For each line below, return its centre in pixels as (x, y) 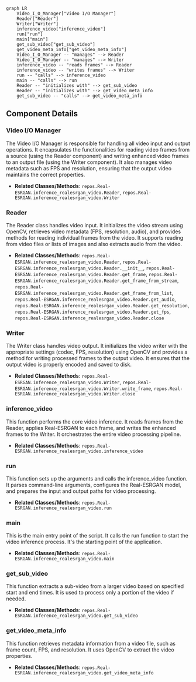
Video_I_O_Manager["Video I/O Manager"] (66, 14)
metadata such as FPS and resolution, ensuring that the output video (89, 168)
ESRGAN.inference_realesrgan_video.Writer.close (75, 394)
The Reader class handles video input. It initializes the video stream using (94, 225)
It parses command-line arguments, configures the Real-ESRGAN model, (94, 485)
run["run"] (30, 34)
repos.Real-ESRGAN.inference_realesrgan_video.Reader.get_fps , (93, 311)
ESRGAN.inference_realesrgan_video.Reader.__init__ (79, 268)
